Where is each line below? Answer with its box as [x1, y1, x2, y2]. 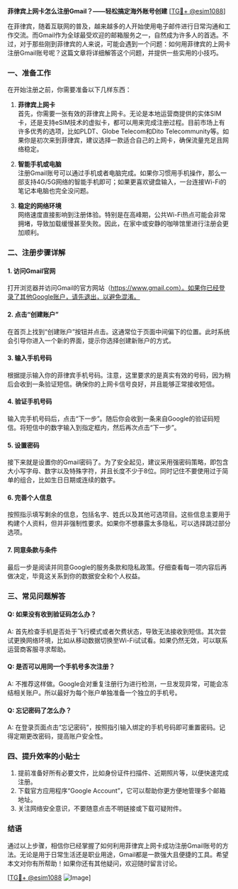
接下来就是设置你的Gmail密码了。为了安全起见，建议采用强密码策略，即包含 [7, 458, 229, 467]
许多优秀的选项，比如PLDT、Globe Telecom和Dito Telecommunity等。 [17, 127, 223, 136]
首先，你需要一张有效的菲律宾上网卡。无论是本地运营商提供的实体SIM [17, 109, 222, 118]
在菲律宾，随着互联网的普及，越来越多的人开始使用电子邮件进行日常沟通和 [7, 22, 225, 31]
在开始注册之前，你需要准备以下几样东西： [7, 85, 132, 94]
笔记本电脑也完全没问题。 [17, 187, 93, 195]
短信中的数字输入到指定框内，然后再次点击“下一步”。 [25, 424, 181, 432]
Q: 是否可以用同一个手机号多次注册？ [7, 663, 115, 671]
